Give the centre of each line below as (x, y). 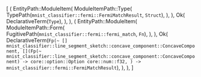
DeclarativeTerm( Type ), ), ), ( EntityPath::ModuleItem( (72, 21)
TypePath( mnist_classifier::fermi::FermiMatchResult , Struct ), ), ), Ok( (96, 15)
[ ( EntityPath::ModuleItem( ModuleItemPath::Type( (69, 9)
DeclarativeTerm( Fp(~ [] (37, 40)
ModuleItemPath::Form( (36, 27)
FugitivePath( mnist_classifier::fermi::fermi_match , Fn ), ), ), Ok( (87, 34)
